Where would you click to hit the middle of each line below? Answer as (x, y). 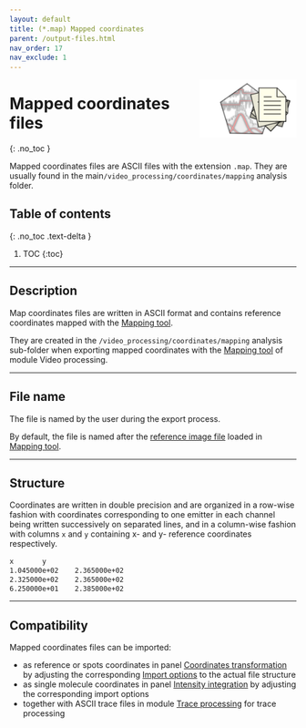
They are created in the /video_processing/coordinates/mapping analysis (146, 340)
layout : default (40, 19)
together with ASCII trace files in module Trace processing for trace (149, 704)
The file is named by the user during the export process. (115, 418)
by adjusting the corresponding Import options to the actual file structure (159, 675)
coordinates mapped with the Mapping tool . (91, 323)
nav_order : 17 (36, 48)
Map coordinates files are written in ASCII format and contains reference (145, 313)
